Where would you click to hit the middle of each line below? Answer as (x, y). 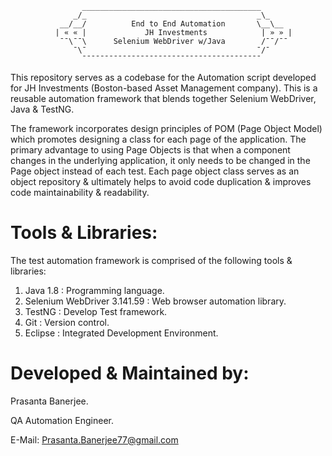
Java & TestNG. (42, 109)
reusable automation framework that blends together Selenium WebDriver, (163, 98)
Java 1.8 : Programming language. (94, 290)
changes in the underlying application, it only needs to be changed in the (160, 160)
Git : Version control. (67, 322)
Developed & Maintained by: (130, 373)
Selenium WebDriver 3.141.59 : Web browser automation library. (155, 301)
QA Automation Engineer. (62, 420)
